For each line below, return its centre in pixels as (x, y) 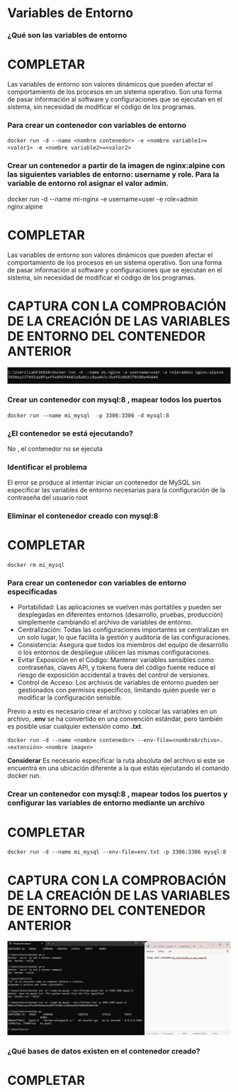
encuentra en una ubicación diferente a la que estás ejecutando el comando (118, 768)
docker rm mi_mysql (36, 566)
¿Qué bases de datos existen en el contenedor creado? (104, 1051)
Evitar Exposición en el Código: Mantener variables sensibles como (116, 660)
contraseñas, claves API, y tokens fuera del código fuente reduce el (117, 668)
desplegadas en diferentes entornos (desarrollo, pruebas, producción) (120, 614)
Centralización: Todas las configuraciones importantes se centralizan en (123, 630)
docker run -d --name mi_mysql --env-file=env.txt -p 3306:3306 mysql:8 (117, 852)
